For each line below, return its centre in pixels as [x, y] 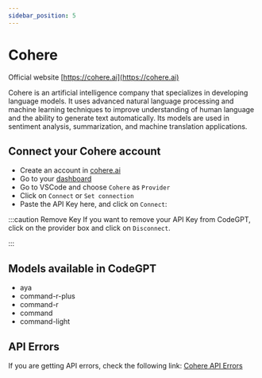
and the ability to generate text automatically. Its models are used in [119, 118]
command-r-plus [47, 296]
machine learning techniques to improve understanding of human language [131, 109]
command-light [45, 321]
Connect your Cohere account [85, 151]
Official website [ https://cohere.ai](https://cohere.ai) [94, 77]
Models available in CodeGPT [83, 269]
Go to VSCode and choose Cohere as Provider [95, 187]
